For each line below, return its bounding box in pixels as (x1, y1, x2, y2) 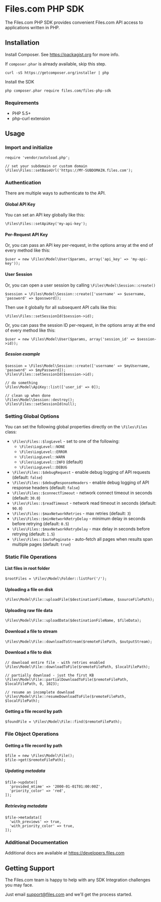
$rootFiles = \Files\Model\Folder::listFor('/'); (5, 576, 107, 581)
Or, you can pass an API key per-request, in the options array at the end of (5, 242, 153, 248)
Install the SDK (5, 79, 35, 84)
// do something (5, 380, 38, 385)
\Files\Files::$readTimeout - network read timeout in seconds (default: (12, 500, 157, 506)
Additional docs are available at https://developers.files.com (5, 850, 125, 856)
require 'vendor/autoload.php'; (5, 155, 70, 160)
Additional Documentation (5, 839, 69, 846)
